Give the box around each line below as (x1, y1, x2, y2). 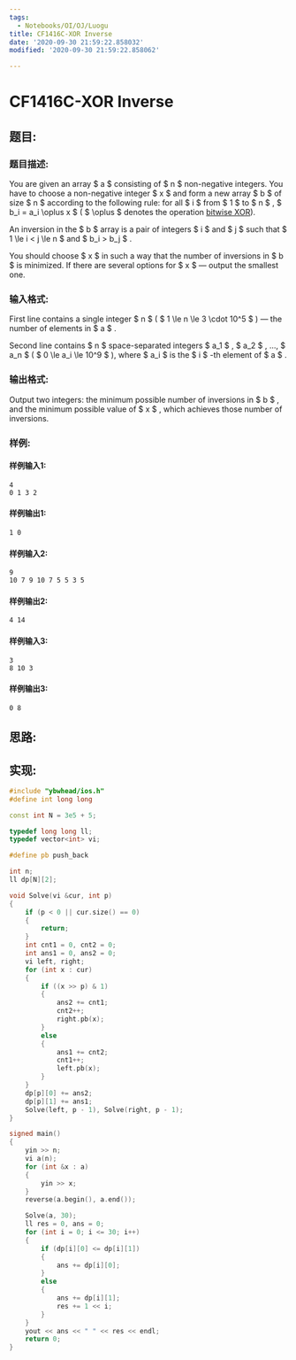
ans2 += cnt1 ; (56, 998, 109, 1008)
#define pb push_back (9, 851, 89, 860)
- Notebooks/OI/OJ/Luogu (17, 21, 109, 30)
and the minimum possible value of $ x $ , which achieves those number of (9, 404, 283, 414)
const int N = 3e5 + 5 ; (9, 811, 97, 820)
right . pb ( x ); (56, 1015, 104, 1024)
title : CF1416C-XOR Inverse (9, 29, 113, 38)
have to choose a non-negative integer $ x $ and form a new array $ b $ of (9, 188, 283, 198)
